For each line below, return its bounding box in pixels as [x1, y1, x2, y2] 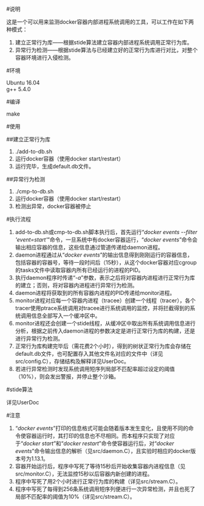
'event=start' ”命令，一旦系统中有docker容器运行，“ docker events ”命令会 [15, 236, 198, 243]
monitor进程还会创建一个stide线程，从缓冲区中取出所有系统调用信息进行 [15, 320, 196, 327]
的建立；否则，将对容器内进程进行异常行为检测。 [15, 282, 138, 289]
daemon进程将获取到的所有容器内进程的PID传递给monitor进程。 [15, 289, 175, 296]
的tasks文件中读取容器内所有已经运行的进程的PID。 [15, 266, 144, 274]
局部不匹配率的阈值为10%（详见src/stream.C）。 [15, 493, 135, 500]
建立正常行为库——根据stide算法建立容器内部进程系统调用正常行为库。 [15, 39, 192, 46]
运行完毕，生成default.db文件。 [15, 163, 94, 170]
